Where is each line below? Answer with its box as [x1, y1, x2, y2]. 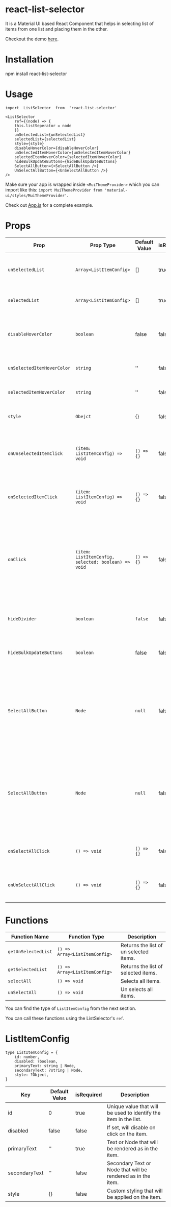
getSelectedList [8, 967, 47, 972]
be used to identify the [106, 1109, 161, 1116]
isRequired [75, 1091, 102, 1098]
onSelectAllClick [8, 848, 50, 854]
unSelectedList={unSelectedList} [14, 132, 85, 137]
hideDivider [8, 616, 37, 621]
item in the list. [106, 1116, 141, 1123]
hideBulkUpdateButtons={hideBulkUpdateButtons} [14, 159, 117, 164]
